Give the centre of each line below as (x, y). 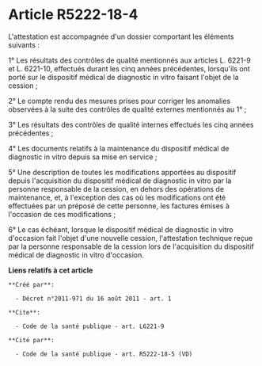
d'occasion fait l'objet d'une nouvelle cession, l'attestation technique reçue (131, 238)
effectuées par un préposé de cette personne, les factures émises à (119, 206)
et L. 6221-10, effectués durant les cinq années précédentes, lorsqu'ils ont (129, 68)
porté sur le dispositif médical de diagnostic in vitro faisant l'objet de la (123, 77)
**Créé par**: (32, 284)
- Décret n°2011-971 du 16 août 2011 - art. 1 (93, 299)
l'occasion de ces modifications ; (62, 214)
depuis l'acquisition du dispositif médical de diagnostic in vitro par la (120, 181)
